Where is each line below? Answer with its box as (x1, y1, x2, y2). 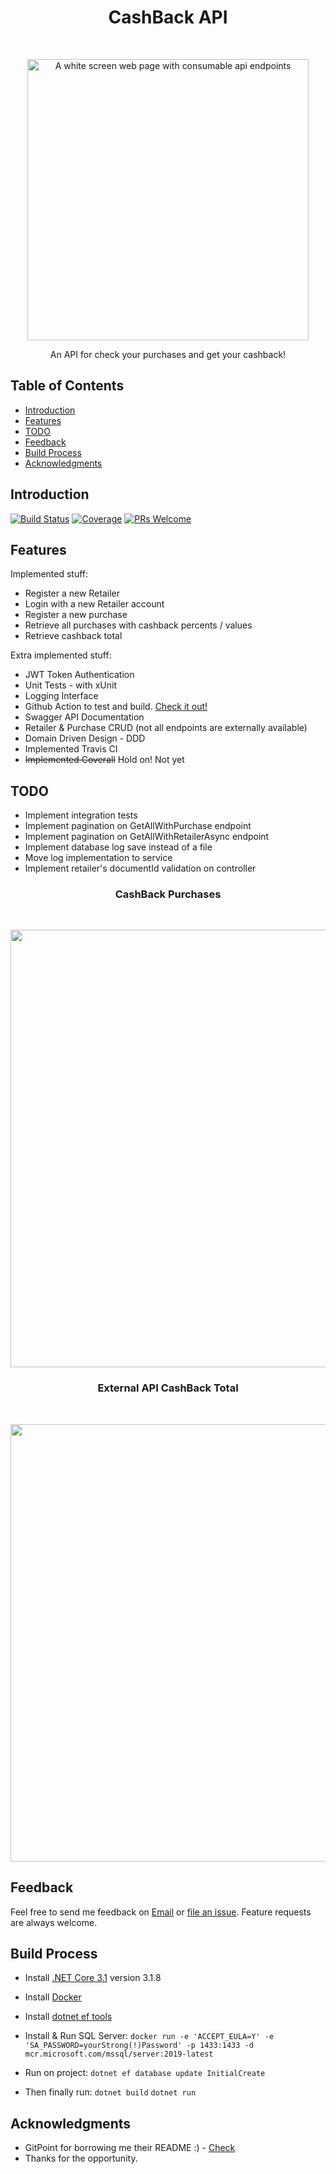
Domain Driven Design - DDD (24, 732, 146, 745)
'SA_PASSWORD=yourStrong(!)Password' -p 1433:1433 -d (24, 2041, 254, 2051)
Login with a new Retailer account (24, 598, 165, 610)
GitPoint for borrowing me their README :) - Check (24, 2142, 236, 2154)
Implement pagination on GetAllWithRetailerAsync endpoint (24, 831, 270, 843)
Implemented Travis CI (24, 743, 118, 755)
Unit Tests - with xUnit (24, 679, 117, 691)
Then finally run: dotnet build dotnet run (24, 2086, 197, 2098)
